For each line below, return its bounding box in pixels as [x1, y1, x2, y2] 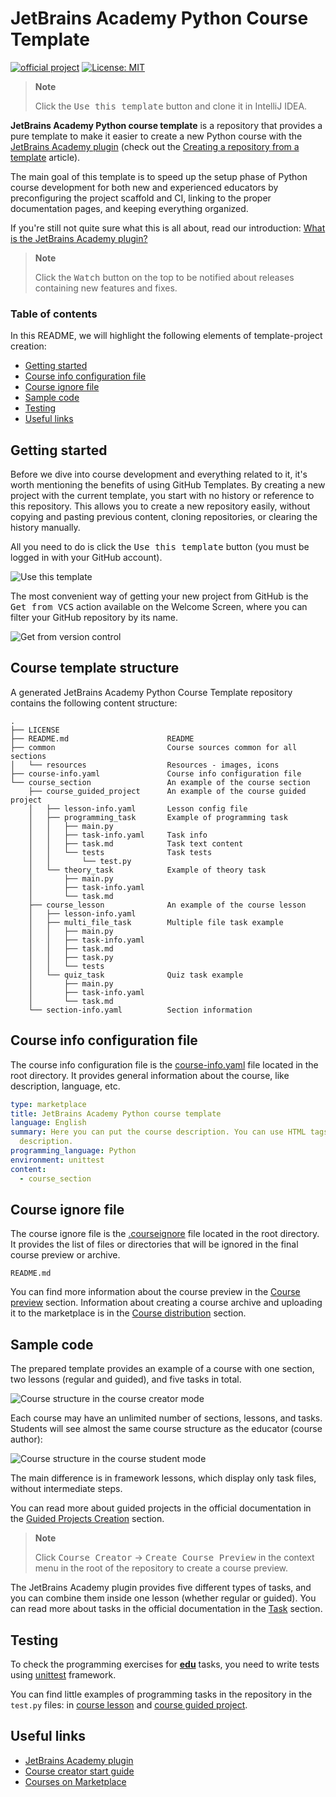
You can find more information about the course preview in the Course [10, 1286, 301, 1298]
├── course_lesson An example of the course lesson [28, 900, 307, 910]
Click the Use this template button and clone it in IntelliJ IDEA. [34, 100, 308, 112]
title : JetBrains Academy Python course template [10, 1108, 222, 1119]
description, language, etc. [10, 1080, 121, 1092]
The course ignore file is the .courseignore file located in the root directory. [10, 1228, 320, 1240]
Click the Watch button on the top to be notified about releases [34, 271, 295, 283]
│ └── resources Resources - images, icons [10, 760, 280, 770]
